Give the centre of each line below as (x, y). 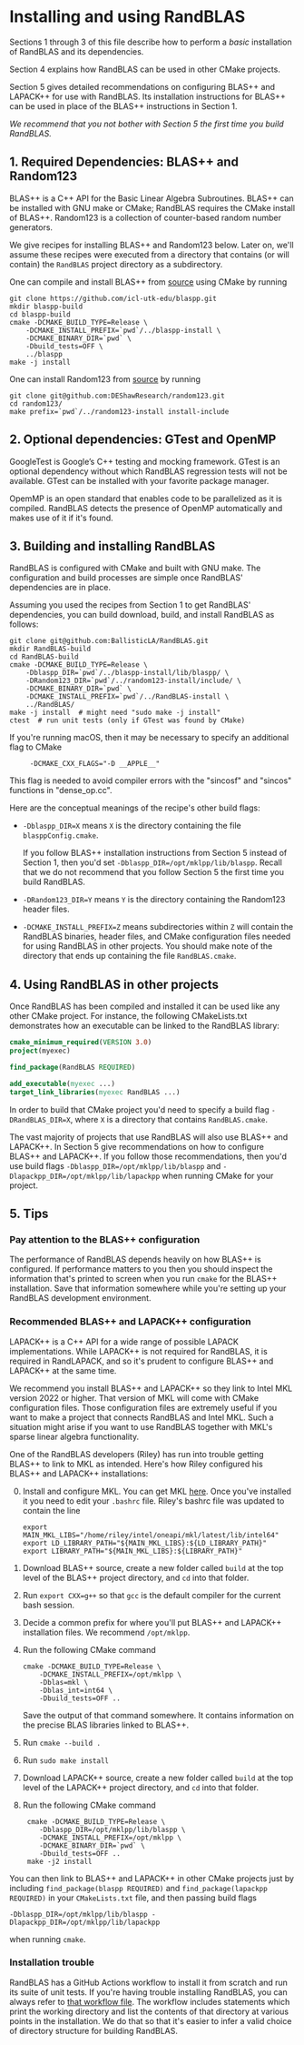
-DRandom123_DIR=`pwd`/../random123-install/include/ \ (134, 681)
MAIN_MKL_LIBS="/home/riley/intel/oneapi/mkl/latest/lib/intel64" (151, 1535)
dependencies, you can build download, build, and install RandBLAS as (142, 615)
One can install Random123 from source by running (105, 378)
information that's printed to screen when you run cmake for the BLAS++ (143, 1279)
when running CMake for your (218, 1175)
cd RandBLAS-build (44, 657)
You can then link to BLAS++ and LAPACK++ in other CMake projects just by (152, 1878)
